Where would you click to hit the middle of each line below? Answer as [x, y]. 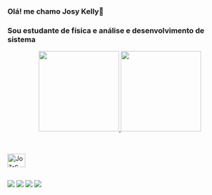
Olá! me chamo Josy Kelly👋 [56, 11]
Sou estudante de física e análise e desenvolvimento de [106, 30]
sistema [21, 39]
